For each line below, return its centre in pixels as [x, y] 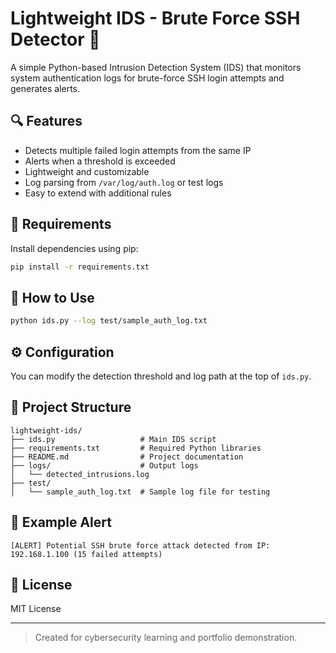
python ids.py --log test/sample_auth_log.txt [109, 321]
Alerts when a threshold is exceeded [100, 161]
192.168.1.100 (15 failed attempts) [86, 554]
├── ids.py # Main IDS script [113, 439]
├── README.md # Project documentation [127, 457]
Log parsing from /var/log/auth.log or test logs [124, 182]
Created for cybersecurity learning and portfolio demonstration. [166, 638]
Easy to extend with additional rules [98, 193]
